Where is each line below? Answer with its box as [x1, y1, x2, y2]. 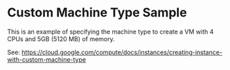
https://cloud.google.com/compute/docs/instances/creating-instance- [21, 48, 223, 56]
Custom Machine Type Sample [7, 5, 187, 21]
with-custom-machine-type [7, 55, 87, 63]
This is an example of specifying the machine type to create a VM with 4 [7, 27, 214, 36]
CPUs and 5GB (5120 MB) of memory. [7, 34, 116, 43]
